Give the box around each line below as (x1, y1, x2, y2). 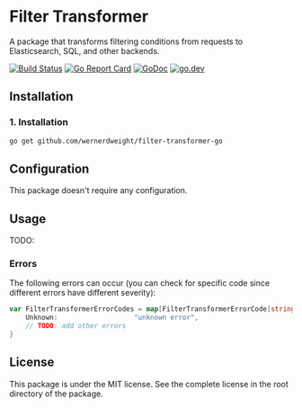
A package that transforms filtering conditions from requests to (9, 36, 244, 47)
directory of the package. (9, 388, 103, 399)
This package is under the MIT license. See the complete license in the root (9, 378, 289, 389)
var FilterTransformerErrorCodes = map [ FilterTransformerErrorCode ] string (9, 305, 296, 314)
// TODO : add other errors (25, 322, 127, 331)
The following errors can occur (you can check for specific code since (9, 278, 271, 288)
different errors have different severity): (9, 288, 156, 298)
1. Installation (9, 116, 69, 129)
